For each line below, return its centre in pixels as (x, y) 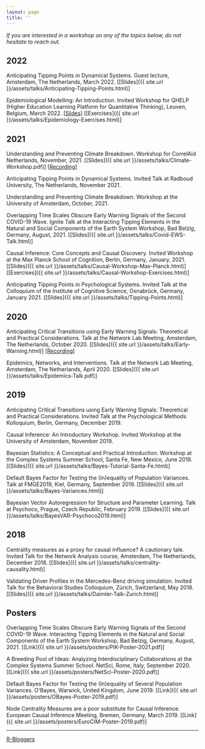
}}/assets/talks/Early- (164, 344)
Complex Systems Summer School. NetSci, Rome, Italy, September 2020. (99, 666)
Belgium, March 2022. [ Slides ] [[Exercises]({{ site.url (73, 113)
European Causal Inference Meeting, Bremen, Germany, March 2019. (93, 715)
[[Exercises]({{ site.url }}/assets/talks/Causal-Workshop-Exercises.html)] (98, 273)
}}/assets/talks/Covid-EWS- (151, 235)
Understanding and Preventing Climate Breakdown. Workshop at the (92, 197)
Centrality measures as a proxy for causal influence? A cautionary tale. (95, 549)
